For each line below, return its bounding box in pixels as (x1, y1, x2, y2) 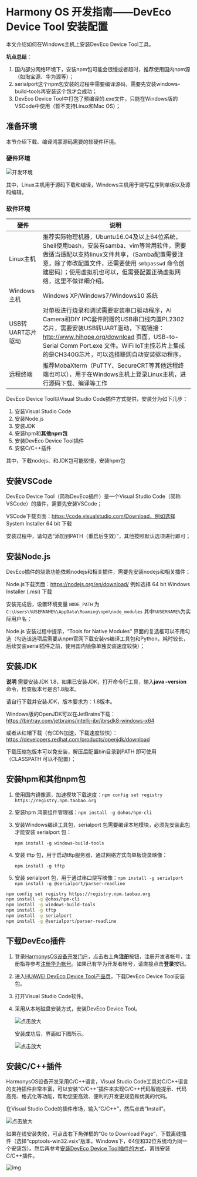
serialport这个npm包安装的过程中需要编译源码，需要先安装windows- (14, 80, 181, 87)
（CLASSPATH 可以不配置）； (6, 755, 76, 762)
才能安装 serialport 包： (14, 828, 72, 836)
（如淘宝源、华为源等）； (14, 73, 74, 80)
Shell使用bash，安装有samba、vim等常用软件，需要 (43, 242, 186, 250)
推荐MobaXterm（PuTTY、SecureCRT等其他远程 (43, 361, 178, 370)
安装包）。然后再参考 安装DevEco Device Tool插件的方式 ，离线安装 (11, 1145, 171, 1152)
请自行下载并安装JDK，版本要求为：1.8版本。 (6, 698, 116, 705)
